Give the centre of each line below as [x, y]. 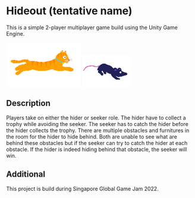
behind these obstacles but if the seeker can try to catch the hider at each [97, 143]
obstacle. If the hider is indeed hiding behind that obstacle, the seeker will [97, 149]
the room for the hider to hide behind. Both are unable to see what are [92, 136]
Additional [26, 175]
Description [28, 103]
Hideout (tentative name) [69, 11]
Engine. [15, 33]
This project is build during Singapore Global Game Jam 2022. [82, 188]
